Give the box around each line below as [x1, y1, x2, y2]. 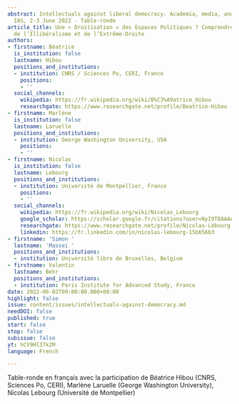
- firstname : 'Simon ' [7, 235, 75, 243]
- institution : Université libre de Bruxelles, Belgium [14, 255, 183, 262]
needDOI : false [7, 308, 53, 315]
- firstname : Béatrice [7, 43, 75, 51]
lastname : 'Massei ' [14, 242, 75, 249]
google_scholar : [20, 216, 69, 223]
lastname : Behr [14, 268, 59, 275]
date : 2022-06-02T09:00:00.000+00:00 [7, 288, 119, 295]
